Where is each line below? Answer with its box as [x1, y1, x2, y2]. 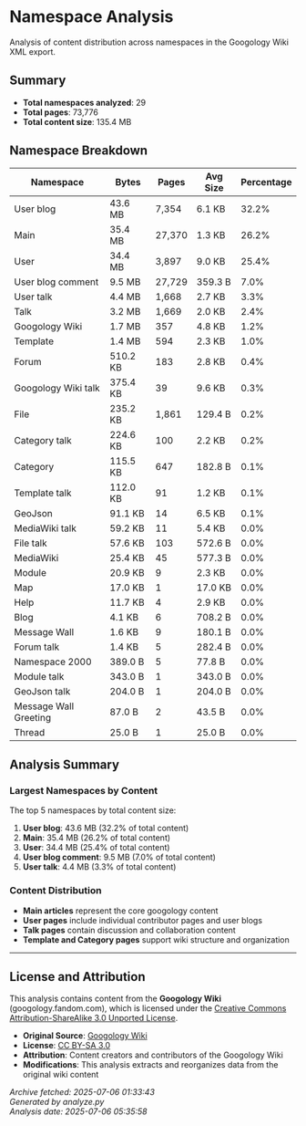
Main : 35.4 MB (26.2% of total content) [22, 832, 171, 843]
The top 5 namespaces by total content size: [9, 805, 177, 816]
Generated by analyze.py [9, 1097, 105, 1108]
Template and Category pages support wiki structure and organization [22, 933, 290, 945]
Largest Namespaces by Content [9, 784, 158, 797]
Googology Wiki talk [14, 381, 100, 394]
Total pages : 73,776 [22, 107, 98, 118]
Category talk [14, 433, 72, 446]
